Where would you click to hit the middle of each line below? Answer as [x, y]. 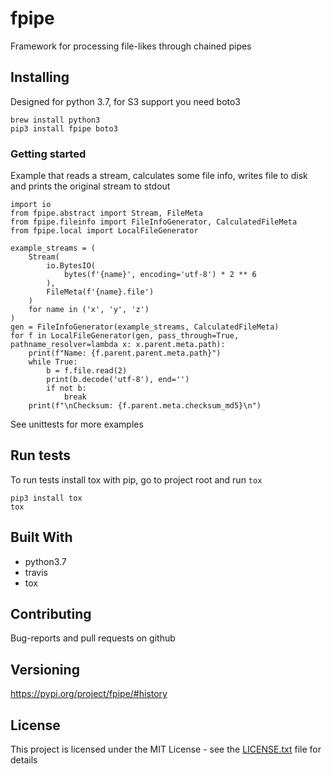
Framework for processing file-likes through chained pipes [131, 46]
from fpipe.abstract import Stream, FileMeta [106, 213]
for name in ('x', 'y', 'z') [89, 310]
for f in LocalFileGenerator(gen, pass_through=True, [125, 336]
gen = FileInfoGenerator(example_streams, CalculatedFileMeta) [145, 327]
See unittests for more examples [77, 424]
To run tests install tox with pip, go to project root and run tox [136, 479]
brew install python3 [55, 120]
